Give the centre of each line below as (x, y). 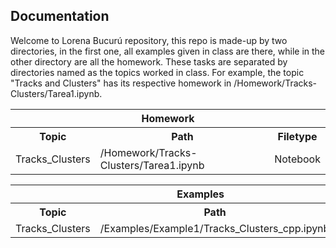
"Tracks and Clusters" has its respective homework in (121, 83)
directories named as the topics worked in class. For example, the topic (157, 72)
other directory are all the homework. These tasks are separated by (149, 61)
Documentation (60, 16)
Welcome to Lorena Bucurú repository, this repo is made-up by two (149, 40)
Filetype (297, 136)
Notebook (297, 159)
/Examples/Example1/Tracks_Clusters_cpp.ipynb (214, 228)
